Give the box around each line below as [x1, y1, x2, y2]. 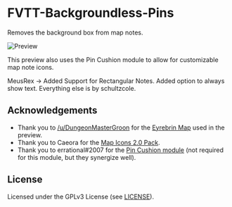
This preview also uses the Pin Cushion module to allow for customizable [7, 55, 219, 64]
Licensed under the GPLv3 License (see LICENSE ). [7, 192, 155, 201]
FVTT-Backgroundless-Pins [7, 5, 174, 21]
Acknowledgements [7, 104, 98, 117]
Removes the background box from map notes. [7, 28, 143, 37]
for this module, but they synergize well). [17, 153, 136, 161]
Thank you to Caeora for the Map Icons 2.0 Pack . [17, 138, 160, 146]
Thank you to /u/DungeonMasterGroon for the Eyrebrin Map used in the [17, 123, 225, 132]
